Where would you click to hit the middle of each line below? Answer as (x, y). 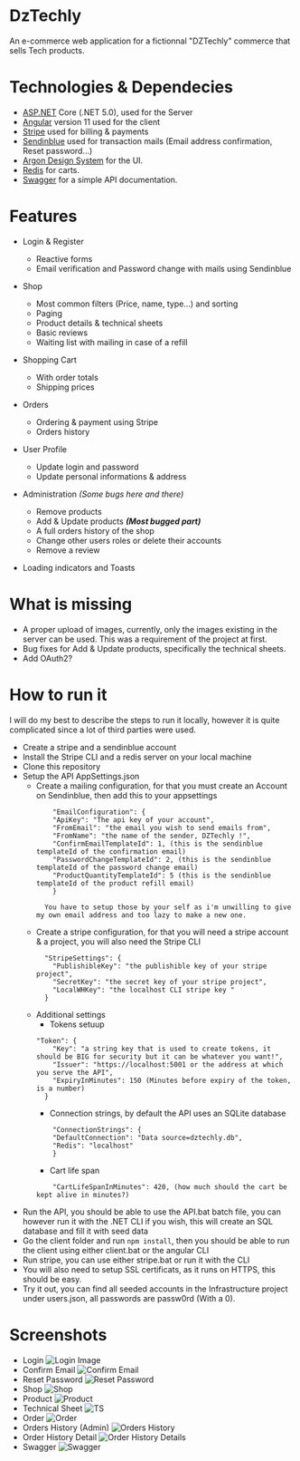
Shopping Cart (49, 360)
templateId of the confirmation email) (111, 851)
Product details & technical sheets (99, 323)
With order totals (67, 377)
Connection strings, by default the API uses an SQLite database (168, 1113)
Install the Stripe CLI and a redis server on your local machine (137, 757)
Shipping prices (65, 387)
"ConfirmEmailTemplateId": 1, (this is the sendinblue (158, 844)
